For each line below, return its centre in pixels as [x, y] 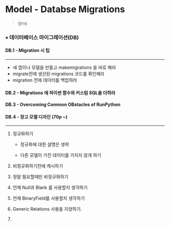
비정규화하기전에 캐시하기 [38, 166]
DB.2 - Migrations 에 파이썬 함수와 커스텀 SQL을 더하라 [60, 93]
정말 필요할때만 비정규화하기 [40, 177]
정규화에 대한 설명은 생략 [45, 144]
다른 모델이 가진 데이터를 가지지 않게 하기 [61, 155]
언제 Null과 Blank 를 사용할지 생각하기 [50, 187]
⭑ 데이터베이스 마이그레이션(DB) [42, 37]
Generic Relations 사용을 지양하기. [47, 209]
